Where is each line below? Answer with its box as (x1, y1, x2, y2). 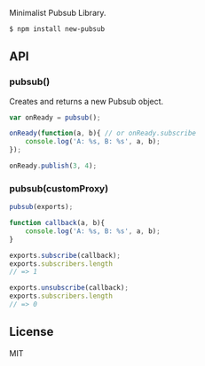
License (9, 324, 54, 339)
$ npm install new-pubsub (9, 25, 105, 34)
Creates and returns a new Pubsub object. (9, 96, 164, 106)
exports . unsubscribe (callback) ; (9, 284, 129, 292)
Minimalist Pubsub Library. (9, 8, 106, 18)
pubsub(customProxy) (9, 182, 109, 194)
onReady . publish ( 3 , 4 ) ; (9, 161, 98, 171)
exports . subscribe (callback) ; (9, 251, 122, 260)
